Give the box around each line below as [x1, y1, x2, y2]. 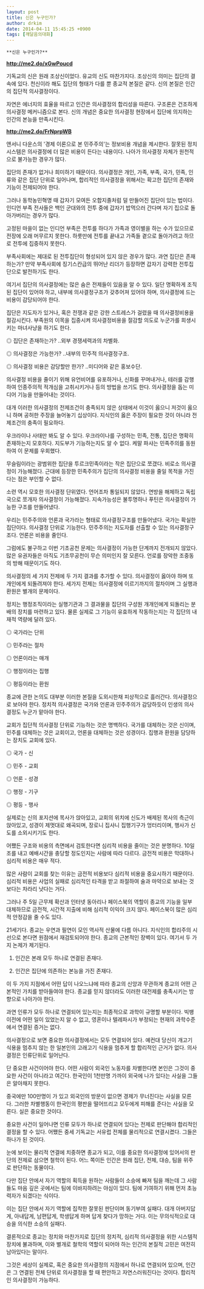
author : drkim [6, 20, 42, 26]
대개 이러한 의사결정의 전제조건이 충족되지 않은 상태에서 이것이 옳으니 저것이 [6, 404, 186, 411]
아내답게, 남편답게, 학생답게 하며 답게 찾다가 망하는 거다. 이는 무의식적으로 [14, 1212, 189, 1220]
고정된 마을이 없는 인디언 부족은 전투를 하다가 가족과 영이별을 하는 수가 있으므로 [6, 225, 194, 232]
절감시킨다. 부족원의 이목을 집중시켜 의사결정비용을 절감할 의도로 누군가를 [6, 316, 180, 324]
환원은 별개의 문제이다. [6, 587, 60, 595]
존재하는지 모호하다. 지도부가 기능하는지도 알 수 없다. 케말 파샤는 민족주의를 [6, 440, 185, 447]
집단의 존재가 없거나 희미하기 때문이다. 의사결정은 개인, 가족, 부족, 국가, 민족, [6, 168, 187, 176]
